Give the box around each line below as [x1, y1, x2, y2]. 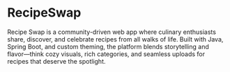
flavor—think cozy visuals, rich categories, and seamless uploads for [7, 50, 206, 58]
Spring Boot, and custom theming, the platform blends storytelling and [7, 42, 209, 51]
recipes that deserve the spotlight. [7, 57, 106, 65]
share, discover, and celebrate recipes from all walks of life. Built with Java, [7, 35, 224, 43]
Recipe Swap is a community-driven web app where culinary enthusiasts [7, 28, 216, 36]
